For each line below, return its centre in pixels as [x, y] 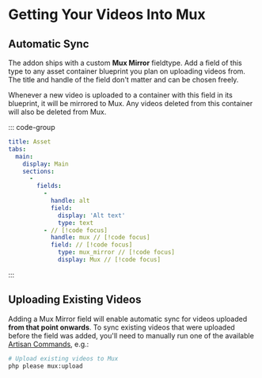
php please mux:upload [46, 366]
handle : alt [70, 200]
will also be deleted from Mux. [57, 112]
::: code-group [32, 127]
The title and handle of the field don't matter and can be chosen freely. [123, 80]
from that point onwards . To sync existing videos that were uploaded [122, 327]
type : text [76, 223]
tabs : [17, 149]
